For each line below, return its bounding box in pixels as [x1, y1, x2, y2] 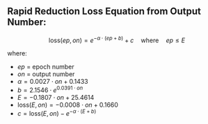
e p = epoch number [17, 62, 74, 71]
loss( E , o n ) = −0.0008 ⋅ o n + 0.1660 [17, 100, 118, 109]
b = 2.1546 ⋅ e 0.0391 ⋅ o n [17, 85, 83, 94]
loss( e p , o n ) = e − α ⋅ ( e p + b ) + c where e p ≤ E [48, 35, 186, 44]
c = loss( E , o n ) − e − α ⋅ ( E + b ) [17, 108, 97, 117]
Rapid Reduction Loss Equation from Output [7, 6, 202, 17]
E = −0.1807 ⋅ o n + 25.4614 [17, 94, 95, 102]
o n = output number [17, 70, 75, 78]
